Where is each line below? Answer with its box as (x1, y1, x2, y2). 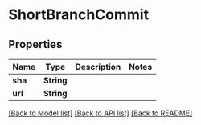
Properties (8, 38, 63, 51)
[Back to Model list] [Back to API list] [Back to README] (8, 108, 193, 118)
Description (75, 62, 121, 72)
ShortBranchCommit (8, 6, 150, 24)
